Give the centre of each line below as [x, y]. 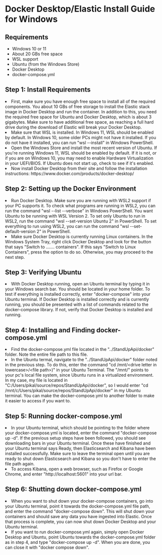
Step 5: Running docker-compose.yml [64, 416]
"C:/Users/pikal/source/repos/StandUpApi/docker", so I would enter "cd [77, 385]
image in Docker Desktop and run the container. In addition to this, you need [81, 111]
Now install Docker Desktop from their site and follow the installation [79, 168]
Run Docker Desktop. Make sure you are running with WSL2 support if [81, 200]
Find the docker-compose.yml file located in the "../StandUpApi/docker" [83, 349]
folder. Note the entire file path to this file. [46, 354]
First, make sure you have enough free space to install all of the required [83, 101]
